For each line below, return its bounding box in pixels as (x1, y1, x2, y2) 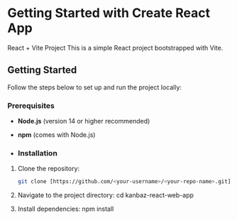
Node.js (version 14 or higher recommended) (17, 117, 150, 126)
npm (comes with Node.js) (17, 131, 96, 139)
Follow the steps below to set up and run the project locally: (7, 83, 182, 92)
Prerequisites (7, 101, 55, 111)
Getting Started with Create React (7, 5, 211, 21)
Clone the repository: (17, 165, 80, 173)
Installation (17, 148, 58, 158)
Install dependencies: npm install (17, 204, 114, 214)
